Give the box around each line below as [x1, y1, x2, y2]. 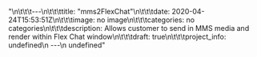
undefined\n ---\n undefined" [8, 40, 106, 50]
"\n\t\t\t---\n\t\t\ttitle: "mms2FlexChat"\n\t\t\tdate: [8, 7, 171, 16]
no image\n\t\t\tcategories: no [96, 15, 195, 25]
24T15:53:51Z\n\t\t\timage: [8, 15, 95, 25]
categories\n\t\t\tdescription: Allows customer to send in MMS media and [8, 24, 250, 32]
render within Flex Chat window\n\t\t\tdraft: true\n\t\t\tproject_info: [8, 32, 227, 41]
